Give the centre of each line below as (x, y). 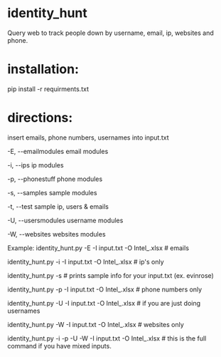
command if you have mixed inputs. (59, 346)
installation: (43, 69)
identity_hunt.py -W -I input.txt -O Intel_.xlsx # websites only (96, 324)
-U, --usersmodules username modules (65, 220)
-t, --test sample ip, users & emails (58, 206)
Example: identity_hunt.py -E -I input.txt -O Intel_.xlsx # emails (98, 248)
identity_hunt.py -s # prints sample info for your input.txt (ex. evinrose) (111, 275)
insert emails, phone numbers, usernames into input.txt (88, 138)
